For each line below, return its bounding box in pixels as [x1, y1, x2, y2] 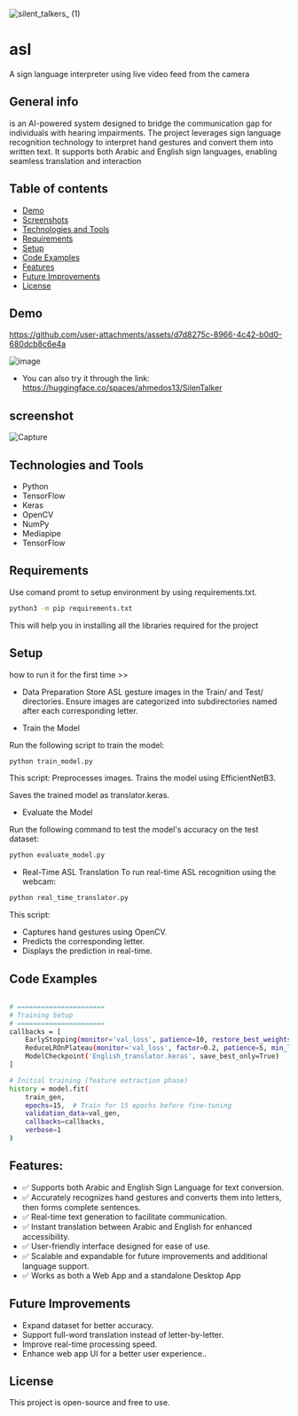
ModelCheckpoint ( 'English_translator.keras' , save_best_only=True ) [25, 1052, 279, 1061]
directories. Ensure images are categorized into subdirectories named [21, 696, 278, 707]
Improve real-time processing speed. [21, 1339, 158, 1350]
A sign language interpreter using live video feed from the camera [9, 68, 250, 79]
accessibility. [21, 1231, 70, 1241]
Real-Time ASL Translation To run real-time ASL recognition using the [21, 867, 277, 878]
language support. [21, 1260, 90, 1271]
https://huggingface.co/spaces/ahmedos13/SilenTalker [21, 382, 223, 394]
